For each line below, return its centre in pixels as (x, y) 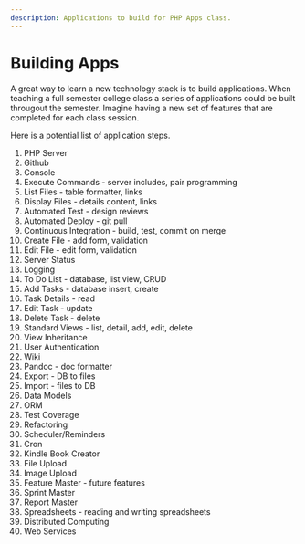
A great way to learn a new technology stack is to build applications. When (151, 89)
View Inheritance (55, 337)
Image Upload (50, 473)
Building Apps (65, 63)
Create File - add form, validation (86, 240)
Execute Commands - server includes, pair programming (131, 182)
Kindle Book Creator (62, 454)
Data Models (47, 395)
